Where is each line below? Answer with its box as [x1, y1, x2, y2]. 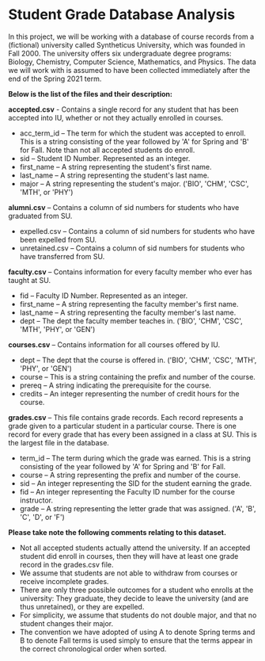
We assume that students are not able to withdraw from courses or [19, 568, 238, 578]
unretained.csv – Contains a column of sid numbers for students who [19, 243, 245, 253]
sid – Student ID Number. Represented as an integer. [19, 153, 191, 163]
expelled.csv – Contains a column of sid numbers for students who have [19, 226, 256, 235]
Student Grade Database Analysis [8, 6, 236, 24]
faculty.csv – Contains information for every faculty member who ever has [8, 267, 252, 277]
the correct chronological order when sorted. [19, 644, 167, 653]
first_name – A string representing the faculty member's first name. [19, 299, 239, 308]
